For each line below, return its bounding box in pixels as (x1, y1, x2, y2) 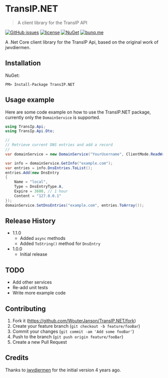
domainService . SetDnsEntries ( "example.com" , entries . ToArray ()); (5, 203, 144, 208)
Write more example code (12, 290, 66, 296)
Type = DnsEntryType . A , (14, 184, 64, 189)
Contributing (5, 304, 46, 313)
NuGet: (5, 72, 20, 78)
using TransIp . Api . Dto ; (5, 129, 55, 134)
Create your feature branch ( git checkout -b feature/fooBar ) (12, 323, 140, 329)
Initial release (19, 251, 47, 258)
